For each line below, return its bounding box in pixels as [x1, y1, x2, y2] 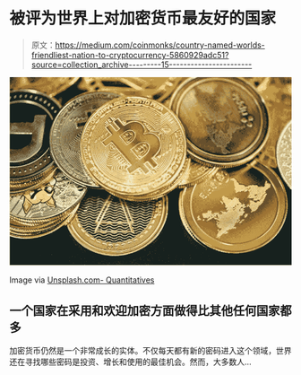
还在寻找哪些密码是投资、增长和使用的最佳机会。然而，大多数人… [9, 356, 253, 367]
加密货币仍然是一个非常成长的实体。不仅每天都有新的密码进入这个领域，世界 [9, 344, 292, 355]
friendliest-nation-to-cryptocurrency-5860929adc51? [30, 49, 229, 60]
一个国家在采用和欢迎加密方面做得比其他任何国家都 [9, 302, 292, 318]
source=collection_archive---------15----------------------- [30, 59, 253, 70]
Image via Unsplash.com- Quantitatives [9, 275, 155, 285]
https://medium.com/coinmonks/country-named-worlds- [55, 39, 266, 50]
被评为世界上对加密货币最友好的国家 [9, 8, 277, 29]
